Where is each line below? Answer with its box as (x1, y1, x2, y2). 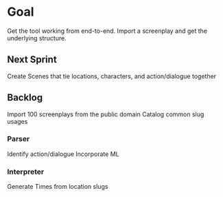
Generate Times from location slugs (7, 183, 108, 191)
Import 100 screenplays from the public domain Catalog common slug (7, 110, 204, 118)
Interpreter (7, 167, 45, 176)
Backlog (7, 92, 43, 103)
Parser (7, 134, 30, 144)
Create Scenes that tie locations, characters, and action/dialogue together (7, 72, 217, 80)
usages (7, 117, 28, 125)
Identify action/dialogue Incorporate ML (7, 150, 119, 158)
